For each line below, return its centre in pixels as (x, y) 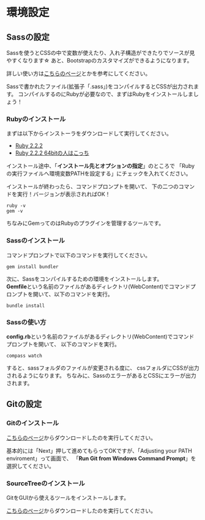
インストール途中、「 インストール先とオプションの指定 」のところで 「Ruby (100, 166)
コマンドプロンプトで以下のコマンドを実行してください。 (79, 255)
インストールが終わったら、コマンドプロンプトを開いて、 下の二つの (93, 186)
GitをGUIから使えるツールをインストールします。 (68, 497)
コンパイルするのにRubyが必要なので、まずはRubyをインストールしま (106, 94)
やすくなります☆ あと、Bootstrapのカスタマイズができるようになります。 (99, 60)
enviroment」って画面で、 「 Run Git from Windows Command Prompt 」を (101, 458)
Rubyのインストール (36, 119)
